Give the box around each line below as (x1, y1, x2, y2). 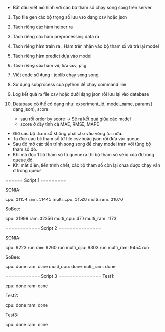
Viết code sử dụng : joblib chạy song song (12, 72, 99, 78)
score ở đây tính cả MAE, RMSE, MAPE (20, 121, 99, 127)
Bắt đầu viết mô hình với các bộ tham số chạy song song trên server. (12, 5, 153, 10)
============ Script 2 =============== (5, 225, 102, 231)
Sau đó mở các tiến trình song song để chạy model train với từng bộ (12, 141, 151, 147)
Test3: (5, 312, 19, 318)
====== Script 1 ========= (5, 177, 66, 183)
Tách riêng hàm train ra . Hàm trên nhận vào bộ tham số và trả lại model (12, 43, 159, 49)
